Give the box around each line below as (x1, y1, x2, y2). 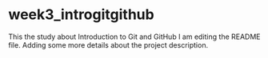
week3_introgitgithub (8, 6, 154, 24)
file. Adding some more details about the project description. (8, 40, 209, 49)
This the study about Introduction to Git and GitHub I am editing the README (8, 32, 262, 41)
